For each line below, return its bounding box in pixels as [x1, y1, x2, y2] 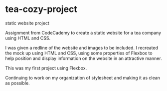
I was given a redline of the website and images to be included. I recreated [5, 44, 159, 50]
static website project [5, 20, 50, 26]
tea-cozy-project [5, 3, 77, 15]
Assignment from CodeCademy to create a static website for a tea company [5, 29, 162, 35]
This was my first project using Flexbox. [5, 65, 87, 71]
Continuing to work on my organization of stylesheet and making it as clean [5, 74, 161, 80]
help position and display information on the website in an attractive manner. [5, 55, 162, 61]
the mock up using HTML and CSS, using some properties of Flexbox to [5, 50, 153, 56]
